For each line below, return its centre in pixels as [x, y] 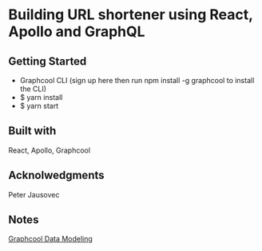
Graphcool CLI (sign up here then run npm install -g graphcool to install [137, 80]
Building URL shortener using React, [131, 15]
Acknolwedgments [57, 175]
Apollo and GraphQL [77, 32]
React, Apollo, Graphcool [49, 150]
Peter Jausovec [34, 194]
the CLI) [33, 89]
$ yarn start [39, 106]
